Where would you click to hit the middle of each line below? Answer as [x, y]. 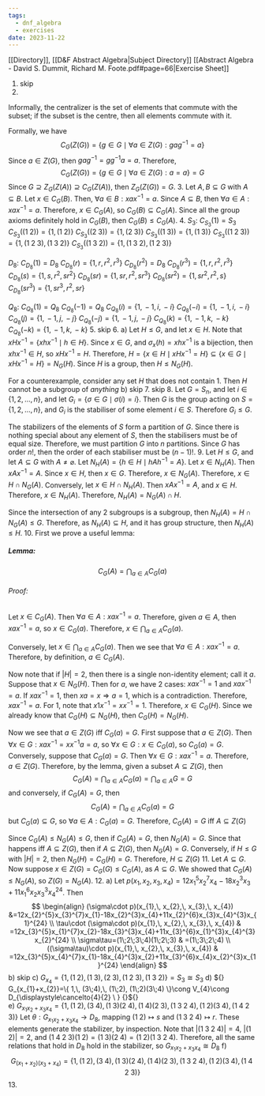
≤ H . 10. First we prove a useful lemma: [72, 533]
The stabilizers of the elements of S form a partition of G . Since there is [124, 427]
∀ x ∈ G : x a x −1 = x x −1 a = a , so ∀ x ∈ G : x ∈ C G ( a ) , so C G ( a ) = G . [116, 744]
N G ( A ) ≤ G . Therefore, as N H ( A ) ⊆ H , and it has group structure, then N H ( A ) [131, 524]
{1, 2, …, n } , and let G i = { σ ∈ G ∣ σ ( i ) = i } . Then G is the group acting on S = [131, 400]
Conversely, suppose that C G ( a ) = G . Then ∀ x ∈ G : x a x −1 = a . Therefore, [129, 756]
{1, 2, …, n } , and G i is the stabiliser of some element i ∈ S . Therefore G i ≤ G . [130, 410]
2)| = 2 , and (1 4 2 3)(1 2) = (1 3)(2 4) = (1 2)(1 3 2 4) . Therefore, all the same [132, 1037]
